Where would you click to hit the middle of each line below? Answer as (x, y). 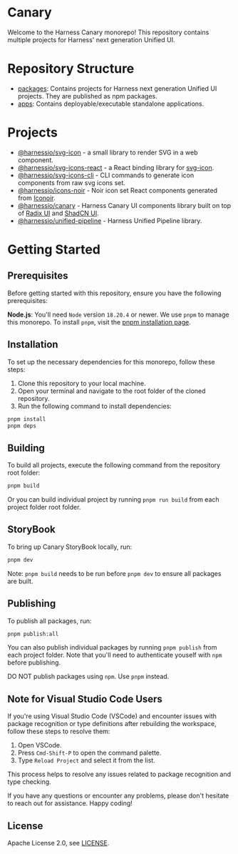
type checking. (29, 782)
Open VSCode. (40, 745)
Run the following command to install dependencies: (95, 406)
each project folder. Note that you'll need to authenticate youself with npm (115, 655)
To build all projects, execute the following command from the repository (114, 465)
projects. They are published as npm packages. (88, 96)
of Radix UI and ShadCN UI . (58, 213)
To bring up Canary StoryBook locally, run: (70, 547)
